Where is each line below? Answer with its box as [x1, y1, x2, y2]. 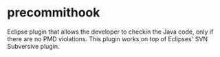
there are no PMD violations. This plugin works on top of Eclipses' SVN [7, 34, 208, 43]
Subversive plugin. [7, 42, 60, 50]
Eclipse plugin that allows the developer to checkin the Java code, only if [7, 27, 214, 36]
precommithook [7, 5, 100, 21]
